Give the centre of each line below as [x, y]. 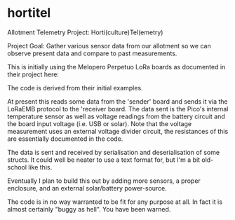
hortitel [29, 13]
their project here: [33, 74]
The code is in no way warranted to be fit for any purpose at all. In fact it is [115, 202]
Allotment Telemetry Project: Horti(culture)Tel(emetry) [85, 32]
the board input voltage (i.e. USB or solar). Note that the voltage [99, 123]
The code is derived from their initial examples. [75, 88]
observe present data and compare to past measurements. [92, 53]
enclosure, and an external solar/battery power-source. [87, 188]
